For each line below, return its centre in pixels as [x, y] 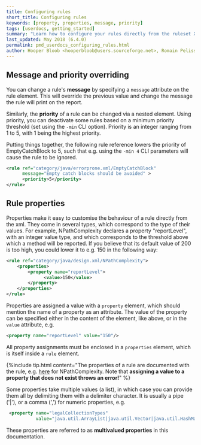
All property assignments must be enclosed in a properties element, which [99, 347]
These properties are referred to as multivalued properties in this [87, 430]
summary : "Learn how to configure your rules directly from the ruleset [99, 34]
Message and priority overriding [68, 75]
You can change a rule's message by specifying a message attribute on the [98, 89]
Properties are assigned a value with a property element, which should [93, 305]
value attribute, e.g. [30, 325]
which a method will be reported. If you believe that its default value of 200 [99, 243]
